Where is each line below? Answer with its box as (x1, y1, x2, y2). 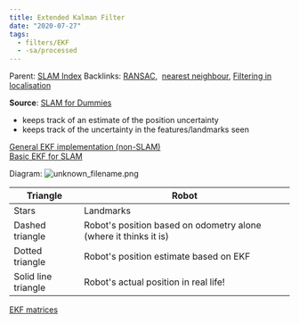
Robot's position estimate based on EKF (84, 251, 251, 263)
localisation (9, 80, 52, 91)
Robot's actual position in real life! (84, 276, 225, 288)
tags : (9, 29, 29, 38)
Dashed (13, 219, 46, 232)
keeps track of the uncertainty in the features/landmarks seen (21, 124, 249, 135)
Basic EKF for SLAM (9, 151, 83, 161)
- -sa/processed (17, 46, 77, 55)
